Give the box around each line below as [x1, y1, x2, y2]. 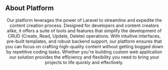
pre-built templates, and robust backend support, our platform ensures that [7, 38, 162, 44]
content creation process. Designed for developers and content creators [9, 22, 159, 28]
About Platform [5, 4, 54, 12]
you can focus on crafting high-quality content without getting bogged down [5, 43, 163, 49]
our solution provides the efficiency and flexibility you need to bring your [9, 54, 159, 60]
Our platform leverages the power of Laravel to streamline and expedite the [7, 17, 162, 23]
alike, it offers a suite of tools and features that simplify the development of [7, 27, 162, 34]
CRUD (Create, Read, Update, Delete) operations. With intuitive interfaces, [8, 33, 161, 39]
